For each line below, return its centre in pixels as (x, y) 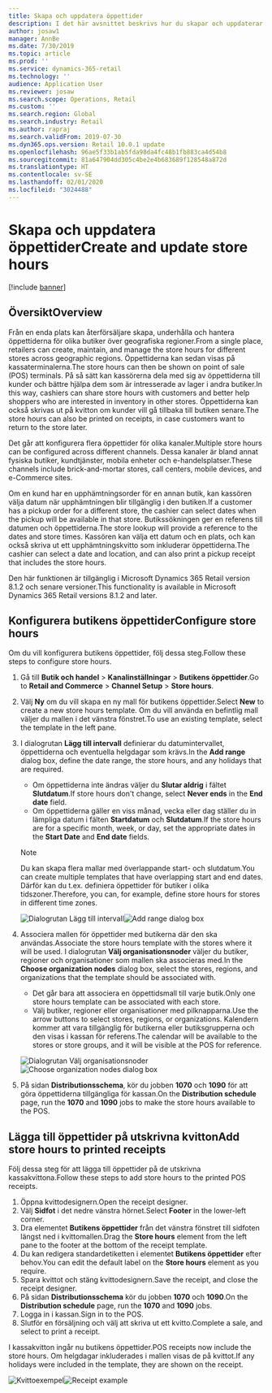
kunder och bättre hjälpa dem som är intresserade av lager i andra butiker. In (135, 384)
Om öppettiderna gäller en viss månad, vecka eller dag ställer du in (144, 811)
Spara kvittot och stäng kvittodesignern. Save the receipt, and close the (139, 1280)
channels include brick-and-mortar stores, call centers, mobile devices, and (135, 469)
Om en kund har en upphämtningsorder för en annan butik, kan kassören (130, 493)
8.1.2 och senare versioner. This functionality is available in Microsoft (122, 587)
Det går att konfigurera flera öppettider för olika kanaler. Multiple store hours (135, 443)
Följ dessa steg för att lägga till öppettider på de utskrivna (105, 1169)
